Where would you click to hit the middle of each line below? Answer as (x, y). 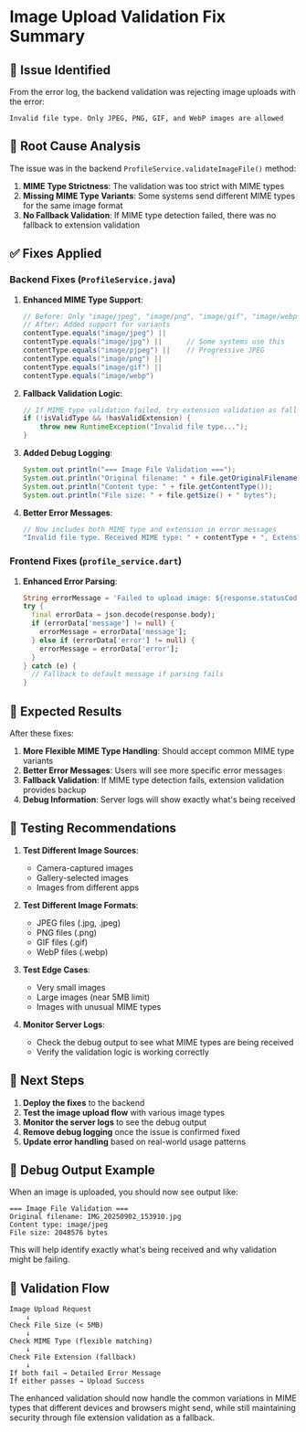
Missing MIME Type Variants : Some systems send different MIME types (158, 196)
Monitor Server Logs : (63, 1024)
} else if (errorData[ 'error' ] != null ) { (113, 640)
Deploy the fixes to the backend (84, 1102)
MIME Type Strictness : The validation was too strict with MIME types (153, 186)
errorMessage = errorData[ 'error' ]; (109, 649)
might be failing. (40, 1259)
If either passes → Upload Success (77, 1382)
